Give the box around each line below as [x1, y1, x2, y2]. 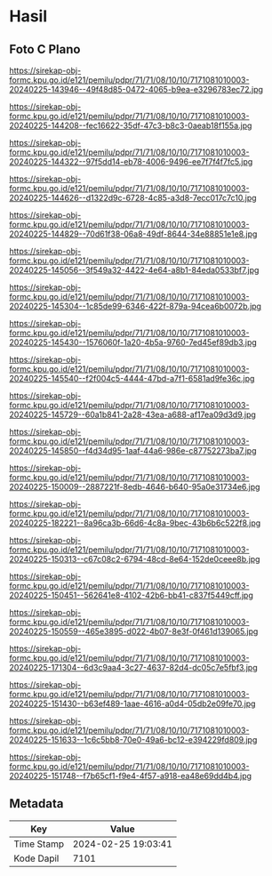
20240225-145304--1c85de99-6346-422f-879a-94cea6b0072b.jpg [9, 301, 262, 311]
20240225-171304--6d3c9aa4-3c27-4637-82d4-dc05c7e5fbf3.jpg [9, 663, 258, 672]
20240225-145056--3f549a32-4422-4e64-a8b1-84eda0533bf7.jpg [9, 265, 260, 275]
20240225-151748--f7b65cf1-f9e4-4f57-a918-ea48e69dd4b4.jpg [9, 771, 252, 781]
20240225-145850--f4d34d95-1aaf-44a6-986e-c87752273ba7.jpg [9, 446, 257, 455]
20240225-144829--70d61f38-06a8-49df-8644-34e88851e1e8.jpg [9, 229, 258, 239]
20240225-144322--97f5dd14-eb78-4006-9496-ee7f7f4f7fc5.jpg [9, 157, 253, 166]
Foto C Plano [9, 42, 81, 57]
